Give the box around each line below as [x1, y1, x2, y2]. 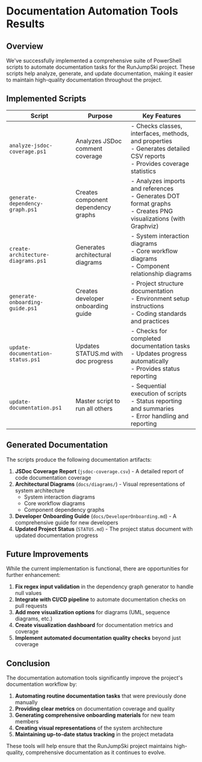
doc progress [75, 357, 114, 365]
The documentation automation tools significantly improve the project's [6, 674, 183, 682]
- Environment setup [130, 294, 189, 303]
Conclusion [6, 658, 50, 669]
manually [14, 699, 38, 706]
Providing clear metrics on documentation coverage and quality [14, 705, 175, 713]
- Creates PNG [130, 207, 173, 215]
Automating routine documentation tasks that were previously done [14, 692, 186, 700]
